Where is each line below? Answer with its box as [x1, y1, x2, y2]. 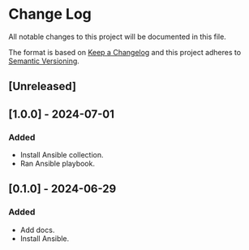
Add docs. [19, 225, 55, 235]
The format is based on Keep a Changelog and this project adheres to [8, 47, 242, 57]
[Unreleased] [8, 80, 77, 93]
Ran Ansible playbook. [19, 159, 96, 169]
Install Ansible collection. [19, 150, 104, 160]
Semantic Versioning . [8, 56, 79, 66]
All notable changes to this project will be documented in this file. [8, 32, 227, 41]
